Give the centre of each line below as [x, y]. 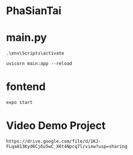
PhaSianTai [34, 11]
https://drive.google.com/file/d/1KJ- [54, 141]
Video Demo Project [56, 126]
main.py [26, 38]
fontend [26, 87]
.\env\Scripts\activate [35, 53]
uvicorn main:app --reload [39, 64]
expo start [19, 103]
